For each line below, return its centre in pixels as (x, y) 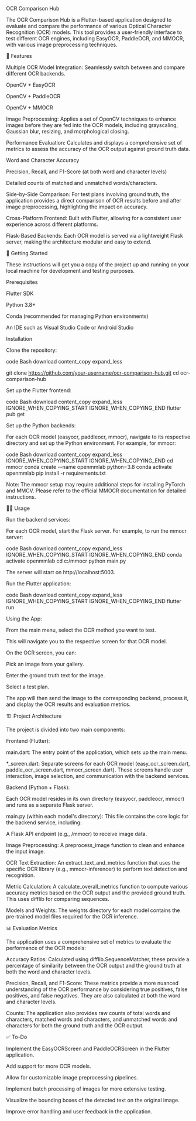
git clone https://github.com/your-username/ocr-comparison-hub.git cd (93, 373)
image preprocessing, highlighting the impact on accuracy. (77, 207)
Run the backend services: (38, 520)
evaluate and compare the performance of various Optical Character (89, 26)
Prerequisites (22, 282)
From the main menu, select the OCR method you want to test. (81, 630)
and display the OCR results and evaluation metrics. (68, 704)
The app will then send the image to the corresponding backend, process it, (97, 698)
